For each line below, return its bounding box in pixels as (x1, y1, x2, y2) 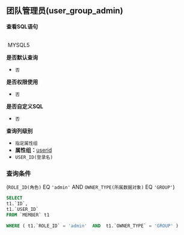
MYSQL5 (7, 41, 30, 48)
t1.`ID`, (6, 201, 28, 207)
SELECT (6, 195, 23, 201)
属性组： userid (14, 146, 52, 154)
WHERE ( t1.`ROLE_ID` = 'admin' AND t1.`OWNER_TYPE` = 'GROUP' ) (6, 222, 179, 229)
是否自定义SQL (6, 102, 43, 110)
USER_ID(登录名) (14, 154, 53, 160)
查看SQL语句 (6, 23, 38, 30)
